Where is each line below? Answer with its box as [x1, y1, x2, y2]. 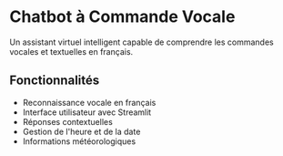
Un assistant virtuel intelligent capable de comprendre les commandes [9, 36, 275, 47]
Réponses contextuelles [22, 116, 114, 127]
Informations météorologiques [22, 135, 136, 147]
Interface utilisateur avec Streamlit [22, 107, 152, 118]
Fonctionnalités [9, 73, 100, 88]
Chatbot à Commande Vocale [9, 6, 236, 27]
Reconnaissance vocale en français [22, 97, 157, 108]
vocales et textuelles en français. [9, 46, 134, 57]
